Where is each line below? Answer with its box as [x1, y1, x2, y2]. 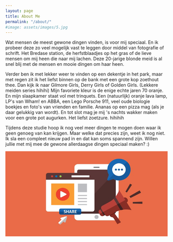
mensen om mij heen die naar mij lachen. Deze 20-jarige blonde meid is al [5, 55, 162, 62]
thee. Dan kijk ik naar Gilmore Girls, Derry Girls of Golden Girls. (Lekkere [5, 82, 159, 88]
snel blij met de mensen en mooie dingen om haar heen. [5, 61, 125, 67]
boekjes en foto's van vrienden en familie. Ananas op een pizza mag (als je [5, 104, 164, 110]
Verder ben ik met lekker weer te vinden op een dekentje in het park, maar [5, 71, 163, 77]
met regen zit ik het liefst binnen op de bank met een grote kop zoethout [5, 77, 159, 83]
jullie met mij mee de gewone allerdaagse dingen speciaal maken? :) [5, 141, 150, 147]
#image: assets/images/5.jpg [5, 25, 68, 30]
